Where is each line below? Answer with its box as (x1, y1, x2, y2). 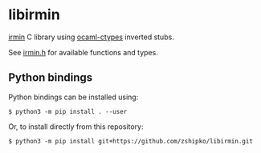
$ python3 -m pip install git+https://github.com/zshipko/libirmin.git (8, 137, 253, 145)
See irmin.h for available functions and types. (8, 47, 158, 57)
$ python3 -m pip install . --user (8, 107, 128, 115)
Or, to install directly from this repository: (8, 122, 144, 131)
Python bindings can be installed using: (8, 92, 139, 102)
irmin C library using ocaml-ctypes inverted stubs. (8, 32, 174, 42)
